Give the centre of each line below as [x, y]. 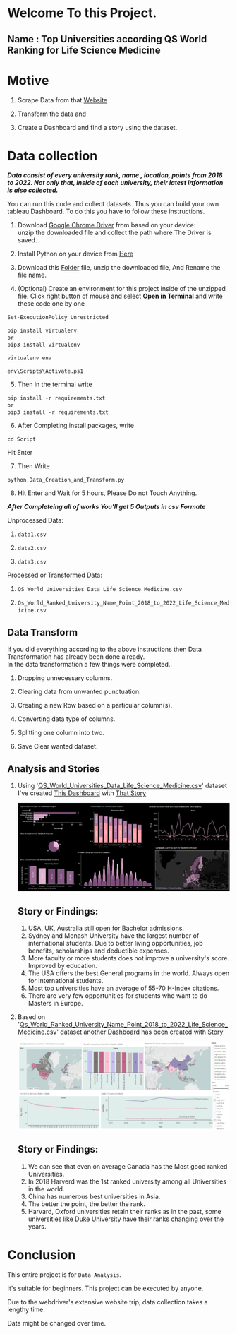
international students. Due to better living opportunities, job [115, 943]
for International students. [66, 981]
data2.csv [32, 549]
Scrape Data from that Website [62, 100]
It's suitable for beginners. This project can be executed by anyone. [105, 1288]
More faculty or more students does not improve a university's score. [129, 958]
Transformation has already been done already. [76, 657]
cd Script [22, 439]
